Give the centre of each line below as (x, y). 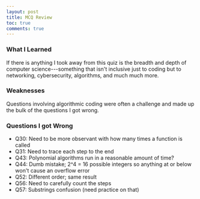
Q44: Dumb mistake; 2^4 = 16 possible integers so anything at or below (103, 164)
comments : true (25, 28)
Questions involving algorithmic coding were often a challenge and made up (100, 104)
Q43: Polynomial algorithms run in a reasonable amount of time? (94, 158)
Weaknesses (26, 91)
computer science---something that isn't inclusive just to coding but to (94, 69)
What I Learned (29, 50)
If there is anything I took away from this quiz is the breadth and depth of (96, 62)
